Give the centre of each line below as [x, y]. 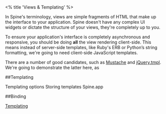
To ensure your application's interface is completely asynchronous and [78, 37]
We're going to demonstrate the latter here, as [52, 67]
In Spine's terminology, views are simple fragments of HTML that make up [81, 17]
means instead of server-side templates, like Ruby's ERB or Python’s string [81, 47]
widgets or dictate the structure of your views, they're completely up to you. [83, 27]
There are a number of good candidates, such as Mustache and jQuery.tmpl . [83, 62]
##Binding [16, 96]
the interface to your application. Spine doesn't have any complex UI [75, 22]
